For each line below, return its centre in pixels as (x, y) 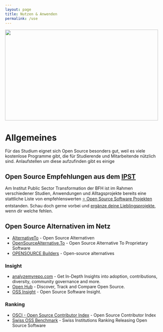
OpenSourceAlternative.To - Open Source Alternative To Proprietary (80, 243)
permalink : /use (21, 18)
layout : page (18, 9)
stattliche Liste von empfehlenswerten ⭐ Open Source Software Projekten (79, 199)
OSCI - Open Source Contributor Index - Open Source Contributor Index (84, 315)
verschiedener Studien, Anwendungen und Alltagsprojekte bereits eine (76, 193)
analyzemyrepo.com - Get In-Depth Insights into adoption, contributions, (85, 276)
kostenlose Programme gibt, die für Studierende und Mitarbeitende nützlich (81, 156)
